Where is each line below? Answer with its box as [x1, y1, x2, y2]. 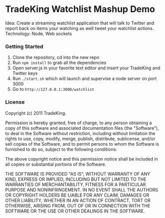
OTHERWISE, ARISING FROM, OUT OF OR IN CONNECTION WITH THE [5, 203, 151, 209]
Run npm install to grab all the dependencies [12, 60, 107, 66]
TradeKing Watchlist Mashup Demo [5, 3, 156, 15]
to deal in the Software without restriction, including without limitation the [5, 130, 156, 136]
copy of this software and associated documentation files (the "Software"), [5, 125, 160, 131]
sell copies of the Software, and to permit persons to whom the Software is [5, 141, 160, 147]
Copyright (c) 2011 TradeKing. [5, 110, 66, 116]
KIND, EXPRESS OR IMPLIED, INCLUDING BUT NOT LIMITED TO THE [5, 176, 147, 182]
